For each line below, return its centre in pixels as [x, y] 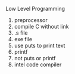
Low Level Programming [35, 9]
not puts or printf [35, 58]
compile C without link [41, 27]
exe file [23, 39]
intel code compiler [38, 64]
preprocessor [31, 20]
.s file [21, 33]
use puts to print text [40, 45]
